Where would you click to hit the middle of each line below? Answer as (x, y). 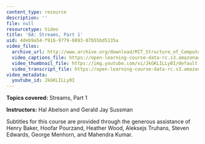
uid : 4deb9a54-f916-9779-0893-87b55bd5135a (63, 40)
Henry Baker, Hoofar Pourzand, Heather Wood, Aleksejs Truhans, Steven (98, 128)
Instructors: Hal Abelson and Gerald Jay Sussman (70, 110)
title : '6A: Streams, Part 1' (45, 35)
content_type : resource (37, 12)
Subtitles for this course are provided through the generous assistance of (99, 122)
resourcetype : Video (33, 29)
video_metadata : (27, 75)
